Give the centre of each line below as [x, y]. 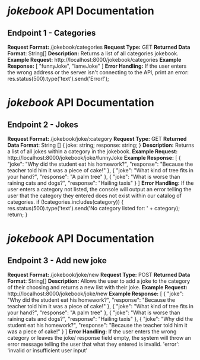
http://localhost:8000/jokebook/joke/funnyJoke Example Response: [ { [94, 158]
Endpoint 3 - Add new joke [57, 260]
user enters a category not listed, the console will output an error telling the [99, 189]
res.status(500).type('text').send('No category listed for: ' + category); [94, 208]
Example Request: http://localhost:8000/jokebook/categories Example [94, 60]
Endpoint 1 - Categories [52, 33]
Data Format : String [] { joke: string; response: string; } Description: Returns [101, 145]
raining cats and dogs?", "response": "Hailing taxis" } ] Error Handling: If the [101, 183]
